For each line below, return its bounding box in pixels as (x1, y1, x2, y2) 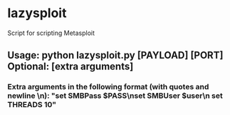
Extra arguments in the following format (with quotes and (7, 82, 209, 92)
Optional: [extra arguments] (7, 61, 134, 73)
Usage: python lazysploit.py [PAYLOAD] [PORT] (7, 49, 224, 61)
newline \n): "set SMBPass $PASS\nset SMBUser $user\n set (7, 91, 223, 101)
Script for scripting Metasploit (7, 29, 95, 37)
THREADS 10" (7, 100, 57, 110)
